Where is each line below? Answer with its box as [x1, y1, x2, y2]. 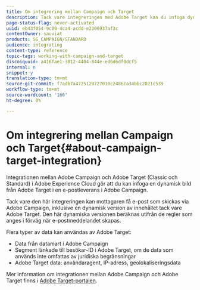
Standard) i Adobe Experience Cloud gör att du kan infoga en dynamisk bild [6, 180, 192, 187]
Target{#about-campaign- [27, 141, 162, 155]
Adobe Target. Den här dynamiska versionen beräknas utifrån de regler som [6, 210, 193, 218]
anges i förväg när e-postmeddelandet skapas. [6, 217, 121, 224]
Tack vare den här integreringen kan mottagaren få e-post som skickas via [6, 198, 189, 205]
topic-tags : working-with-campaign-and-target [6, 53, 124, 59]
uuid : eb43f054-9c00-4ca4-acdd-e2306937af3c [6, 25, 118, 32]
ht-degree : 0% [6, 97, 42, 103]
